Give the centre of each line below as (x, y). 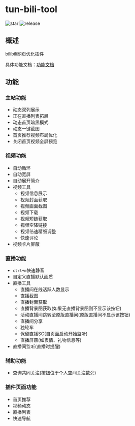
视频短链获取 (33, 219)
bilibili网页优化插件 (25, 54)
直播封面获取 (33, 302)
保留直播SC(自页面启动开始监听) (54, 334)
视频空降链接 (33, 225)
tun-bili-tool (31, 9)
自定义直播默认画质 (33, 277)
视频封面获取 (33, 199)
